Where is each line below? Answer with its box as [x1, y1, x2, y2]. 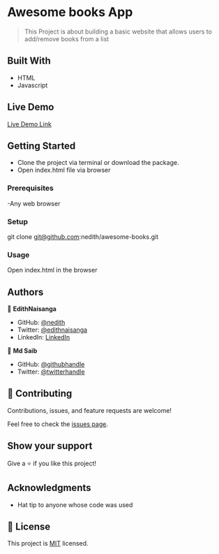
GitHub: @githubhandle [17, 360, 85, 369]
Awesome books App [7, 4, 133, 20]
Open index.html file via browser [17, 166, 111, 175]
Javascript [17, 81, 48, 89]
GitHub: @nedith [17, 319, 66, 327]
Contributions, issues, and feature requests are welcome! [7, 406, 172, 414]
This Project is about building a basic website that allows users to [24, 27, 213, 36]
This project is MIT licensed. [7, 539, 89, 548]
